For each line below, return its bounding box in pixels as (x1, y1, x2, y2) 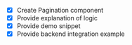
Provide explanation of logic (16, 14, 98, 22)
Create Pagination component (16, 6, 104, 14)
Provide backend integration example (16, 30, 125, 38)
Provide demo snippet (16, 22, 81, 30)
